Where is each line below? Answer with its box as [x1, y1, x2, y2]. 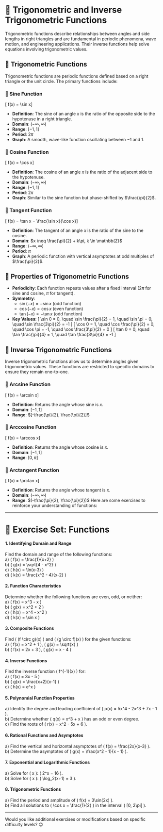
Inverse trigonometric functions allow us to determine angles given [5, 359, 139, 364]
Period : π [12, 248, 31, 254]
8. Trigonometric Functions [5, 786, 62, 792]
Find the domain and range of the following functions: [5, 551, 113, 557]
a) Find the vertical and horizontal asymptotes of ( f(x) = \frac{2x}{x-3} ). [5, 743, 151, 749]
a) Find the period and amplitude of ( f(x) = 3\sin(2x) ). [5, 797, 114, 803]
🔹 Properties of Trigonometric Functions [5, 273, 130, 281]
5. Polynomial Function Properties [5, 695, 75, 701]
